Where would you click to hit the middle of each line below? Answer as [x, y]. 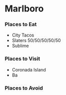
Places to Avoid [24, 88]
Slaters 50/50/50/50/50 [36, 40]
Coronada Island [29, 69]
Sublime [20, 46]
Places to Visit [22, 59]
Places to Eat [21, 24]
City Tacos [23, 35]
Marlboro [24, 9]
